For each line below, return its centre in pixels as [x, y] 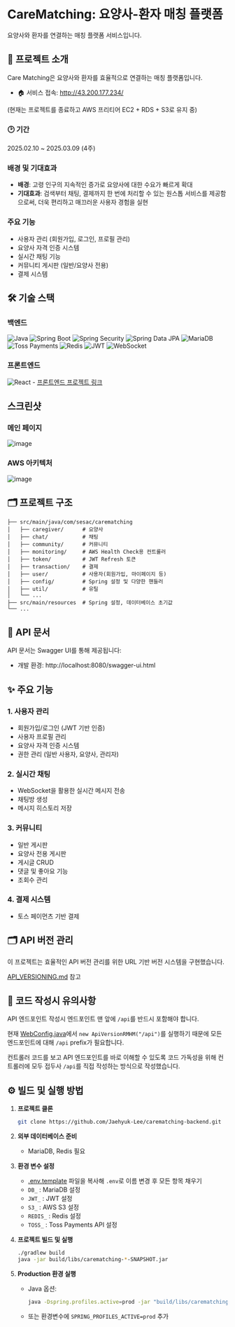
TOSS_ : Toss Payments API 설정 [72, 1225]
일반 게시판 [33, 845]
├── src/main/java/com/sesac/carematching [70, 522]
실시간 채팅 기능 [39, 256]
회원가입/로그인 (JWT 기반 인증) [61, 728]
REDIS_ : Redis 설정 [55, 1216]
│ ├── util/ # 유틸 [53, 590]
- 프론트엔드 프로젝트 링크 [67, 382]
